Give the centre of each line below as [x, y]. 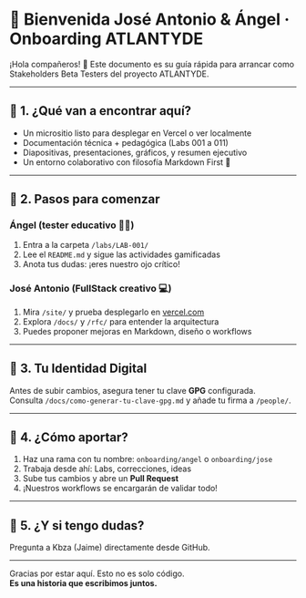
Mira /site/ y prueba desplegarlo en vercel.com [113, 312]
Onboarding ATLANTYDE [106, 39]
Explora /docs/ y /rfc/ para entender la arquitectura [121, 321]
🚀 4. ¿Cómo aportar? [69, 437]
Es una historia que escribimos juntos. [83, 583]
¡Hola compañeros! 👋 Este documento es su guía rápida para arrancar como [152, 64]
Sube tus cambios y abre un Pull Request [101, 479]
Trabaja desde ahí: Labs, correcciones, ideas [107, 469]
